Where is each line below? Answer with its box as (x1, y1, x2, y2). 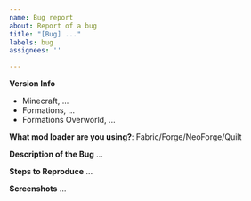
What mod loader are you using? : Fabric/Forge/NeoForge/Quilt (9, 132, 242, 142)
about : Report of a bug (9, 21, 98, 30)
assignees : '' (9, 46, 62, 55)
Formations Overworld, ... (21, 115, 116, 125)
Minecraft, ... (21, 95, 69, 107)
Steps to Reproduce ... (9, 166, 93, 177)
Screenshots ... (9, 183, 67, 194)
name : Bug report (9, 12, 74, 22)
